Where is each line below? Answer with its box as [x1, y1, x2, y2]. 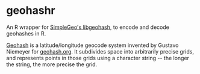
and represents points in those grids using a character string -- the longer [6, 54, 190, 61]
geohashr [6, 4, 55, 17]
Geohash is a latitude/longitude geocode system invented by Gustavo [6, 42, 179, 49]
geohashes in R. [6, 29, 46, 37]
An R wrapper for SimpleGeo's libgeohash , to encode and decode [6, 23, 170, 31]
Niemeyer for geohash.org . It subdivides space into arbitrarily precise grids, [6, 48, 195, 55]
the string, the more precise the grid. [6, 61, 98, 68]
